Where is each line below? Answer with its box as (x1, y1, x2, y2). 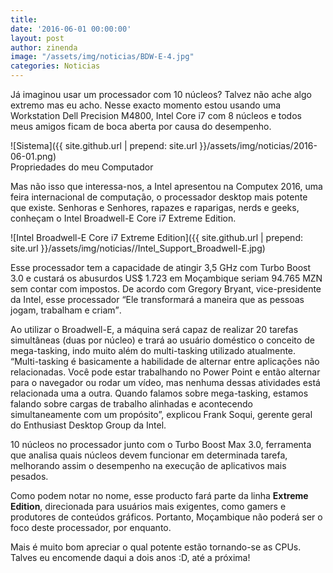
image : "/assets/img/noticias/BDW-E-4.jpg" (10, 52, 195, 62)
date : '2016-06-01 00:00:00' (10, 24, 132, 34)
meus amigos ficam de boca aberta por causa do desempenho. (10, 121, 272, 132)
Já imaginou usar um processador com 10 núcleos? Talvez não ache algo (10, 89, 312, 100)
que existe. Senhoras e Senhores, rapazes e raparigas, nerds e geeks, (10, 202, 300, 213)
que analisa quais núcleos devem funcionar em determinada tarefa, (10, 449, 288, 461)
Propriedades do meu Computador (10, 161, 154, 173)
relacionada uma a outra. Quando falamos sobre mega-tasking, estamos (10, 387, 309, 399)
